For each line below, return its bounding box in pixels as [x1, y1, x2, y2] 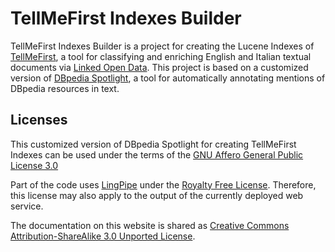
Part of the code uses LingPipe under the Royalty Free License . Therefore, [10, 178, 317, 191]
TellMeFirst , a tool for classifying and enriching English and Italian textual [10, 50, 312, 62]
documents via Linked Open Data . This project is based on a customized [10, 61, 309, 73]
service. [10, 200, 44, 212]
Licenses [10, 112, 68, 129]
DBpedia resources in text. [10, 82, 120, 94]
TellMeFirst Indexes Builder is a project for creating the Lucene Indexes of [10, 40, 315, 52]
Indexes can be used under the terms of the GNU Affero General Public [10, 148, 304, 161]
